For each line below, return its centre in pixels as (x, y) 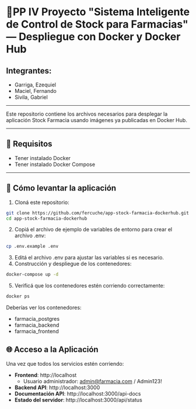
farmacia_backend (37, 325)
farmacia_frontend (37, 331)
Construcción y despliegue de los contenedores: (73, 264)
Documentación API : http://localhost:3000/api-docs (78, 393)
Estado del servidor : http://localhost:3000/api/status (78, 400)
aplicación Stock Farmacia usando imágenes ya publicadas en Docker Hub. (97, 120)
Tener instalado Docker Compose (55, 164)
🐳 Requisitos (29, 144)
